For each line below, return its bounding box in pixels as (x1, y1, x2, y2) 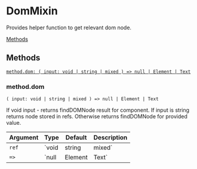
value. (6, 119, 21, 127)
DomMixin (6, 4, 58, 18)
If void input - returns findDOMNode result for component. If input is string (6, 106, 190, 114)
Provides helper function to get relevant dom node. (6, 24, 132, 31)
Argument (9, 133, 39, 142)
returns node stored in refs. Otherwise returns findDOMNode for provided (6, 113, 188, 120)
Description (93, 133, 128, 142)
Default (65, 133, 87, 142)
